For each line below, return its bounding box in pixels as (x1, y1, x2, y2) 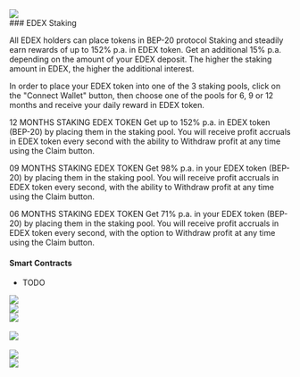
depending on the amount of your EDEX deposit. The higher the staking (9, 54, 272, 64)
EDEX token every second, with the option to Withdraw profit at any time (9, 228, 276, 238)
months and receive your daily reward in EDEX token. (9, 100, 205, 110)
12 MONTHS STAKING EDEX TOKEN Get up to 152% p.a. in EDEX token (9, 117, 271, 128)
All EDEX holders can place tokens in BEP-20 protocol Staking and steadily (9, 35, 284, 46)
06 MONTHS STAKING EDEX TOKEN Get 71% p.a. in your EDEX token (9, 209, 265, 219)
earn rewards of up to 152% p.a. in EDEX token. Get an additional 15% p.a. (9, 45, 282, 54)
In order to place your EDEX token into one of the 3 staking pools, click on (9, 80, 281, 91)
